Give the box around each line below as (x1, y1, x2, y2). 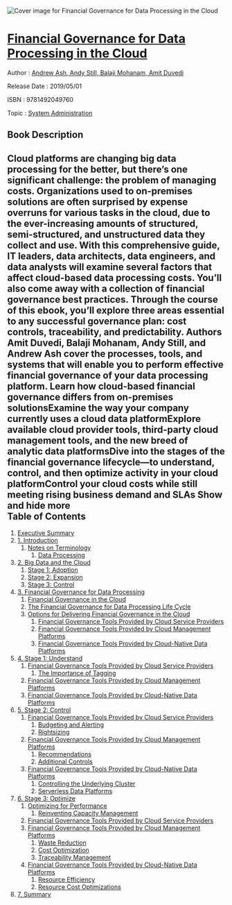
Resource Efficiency (37, 875, 96, 884)
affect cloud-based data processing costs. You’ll (7, 271, 222, 284)
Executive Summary (17, 529, 75, 537)
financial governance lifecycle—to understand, (7, 456, 215, 468)
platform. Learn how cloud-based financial (7, 380, 195, 392)
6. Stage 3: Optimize (17, 795, 76, 803)
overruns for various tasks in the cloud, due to (7, 207, 211, 219)
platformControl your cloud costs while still (7, 477, 198, 489)
